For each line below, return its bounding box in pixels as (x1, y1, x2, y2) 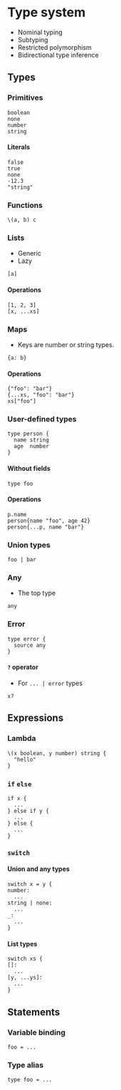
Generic (17, 249, 41, 258)
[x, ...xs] (7, 308, 40, 315)
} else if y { (7, 807, 50, 814)
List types (7, 939, 38, 948)
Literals (7, 143, 31, 151)
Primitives (7, 93, 43, 103)
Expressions (7, 712, 64, 724)
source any (14, 641, 46, 649)
